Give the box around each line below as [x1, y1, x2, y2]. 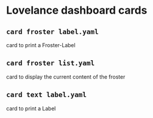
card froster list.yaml [6, 59, 95, 67]
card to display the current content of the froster [6, 73, 126, 80]
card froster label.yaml [6, 27, 99, 36]
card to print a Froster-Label [6, 42, 76, 48]
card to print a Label [6, 105, 56, 112]
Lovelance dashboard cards [6, 4, 148, 17]
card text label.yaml [6, 91, 87, 99]
